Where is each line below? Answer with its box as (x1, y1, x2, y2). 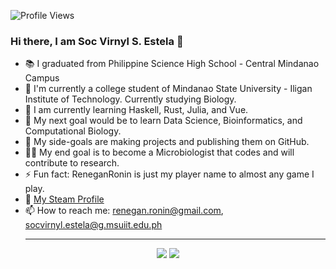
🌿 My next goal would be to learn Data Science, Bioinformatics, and (24, 115, 303, 127)
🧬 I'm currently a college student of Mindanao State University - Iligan (24, 83, 313, 95)
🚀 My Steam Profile (24, 193, 105, 205)
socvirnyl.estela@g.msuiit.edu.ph (24, 219, 163, 231)
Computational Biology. (24, 125, 122, 137)
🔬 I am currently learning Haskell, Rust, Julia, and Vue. (24, 104, 249, 116)
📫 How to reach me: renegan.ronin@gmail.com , (24, 205, 224, 217)
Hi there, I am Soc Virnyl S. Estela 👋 (10, 34, 184, 48)
